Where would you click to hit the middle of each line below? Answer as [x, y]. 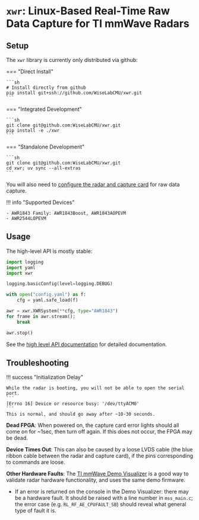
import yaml [21, 267]
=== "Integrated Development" [44, 109]
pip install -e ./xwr [33, 131]
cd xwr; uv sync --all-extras [44, 168]
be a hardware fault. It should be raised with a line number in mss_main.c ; [104, 498]
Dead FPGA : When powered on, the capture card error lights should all [93, 425]
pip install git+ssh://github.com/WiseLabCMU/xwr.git [74, 93]
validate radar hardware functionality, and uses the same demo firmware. [96, 480]
